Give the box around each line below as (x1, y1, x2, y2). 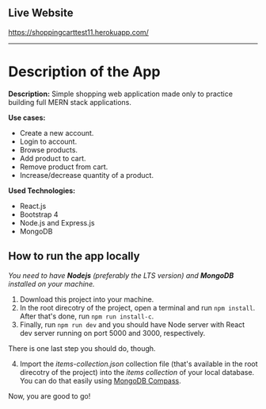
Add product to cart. (19, 153, 86, 163)
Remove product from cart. (19, 162, 108, 172)
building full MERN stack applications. (8, 97, 132, 106)
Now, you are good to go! (8, 391, 91, 400)
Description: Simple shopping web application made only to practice (8, 89, 234, 98)
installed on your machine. (8, 279, 95, 288)
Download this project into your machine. (19, 294, 154, 304)
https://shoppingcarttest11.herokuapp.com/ (8, 27, 149, 37)
